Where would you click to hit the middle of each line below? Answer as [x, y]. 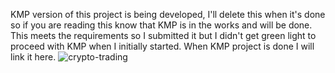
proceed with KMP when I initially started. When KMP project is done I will [162, 46]
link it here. [33, 57]
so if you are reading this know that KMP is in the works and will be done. [161, 25]
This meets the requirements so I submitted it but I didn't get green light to [163, 35]
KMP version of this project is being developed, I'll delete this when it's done [168, 14]
